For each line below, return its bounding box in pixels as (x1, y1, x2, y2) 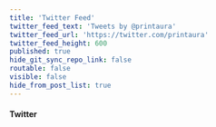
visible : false (9, 73, 67, 82)
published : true (9, 47, 71, 56)
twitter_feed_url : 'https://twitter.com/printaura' (9, 30, 209, 39)
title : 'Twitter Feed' (9, 13, 95, 23)
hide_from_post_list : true (9, 81, 112, 90)
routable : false (9, 64, 71, 73)
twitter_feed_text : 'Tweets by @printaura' (9, 22, 177, 31)
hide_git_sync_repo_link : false (9, 55, 132, 64)
